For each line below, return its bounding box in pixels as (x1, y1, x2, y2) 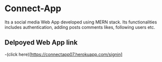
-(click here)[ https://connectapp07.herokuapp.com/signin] (4, 51, 123, 57)
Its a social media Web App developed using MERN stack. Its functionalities (4, 19, 158, 25)
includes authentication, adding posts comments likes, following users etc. (4, 24, 156, 30)
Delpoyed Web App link (4, 39, 78, 47)
